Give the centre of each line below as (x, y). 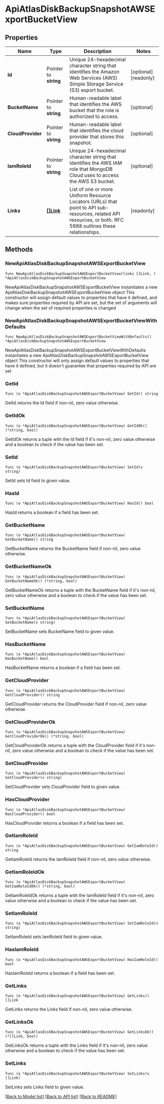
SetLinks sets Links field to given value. (45, 1087)
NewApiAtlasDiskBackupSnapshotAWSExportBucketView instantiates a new (81, 287)
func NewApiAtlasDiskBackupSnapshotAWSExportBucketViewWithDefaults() (78, 336)
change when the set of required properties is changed (61, 308)
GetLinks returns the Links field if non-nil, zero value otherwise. (69, 1009)
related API (108, 214)
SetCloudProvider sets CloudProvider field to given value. (63, 787)
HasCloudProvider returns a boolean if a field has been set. (65, 823)
